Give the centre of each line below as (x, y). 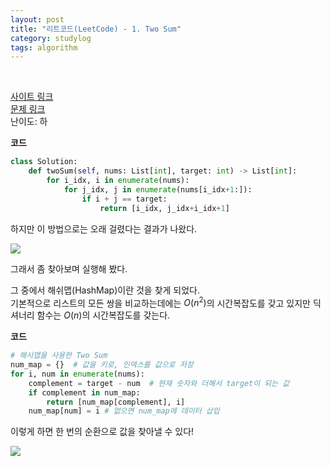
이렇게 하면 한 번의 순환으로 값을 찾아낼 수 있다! (102, 432)
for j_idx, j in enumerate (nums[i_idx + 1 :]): (158, 189)
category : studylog (51, 38)
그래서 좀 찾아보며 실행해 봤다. (69, 268)
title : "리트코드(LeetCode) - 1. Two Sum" (96, 29)
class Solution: (44, 162)
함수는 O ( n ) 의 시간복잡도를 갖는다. (103, 315)
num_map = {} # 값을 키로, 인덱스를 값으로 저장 (102, 365)
